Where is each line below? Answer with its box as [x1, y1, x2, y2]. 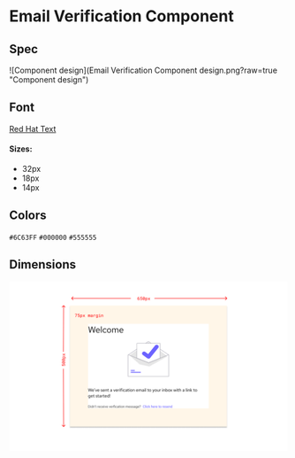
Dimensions [9, 257, 77, 272]
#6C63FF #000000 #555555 [9, 233, 97, 242]
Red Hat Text [9, 123, 57, 134]
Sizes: [9, 144, 33, 154]
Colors [9, 208, 47, 223]
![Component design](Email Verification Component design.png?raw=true [9, 65, 278, 75]
